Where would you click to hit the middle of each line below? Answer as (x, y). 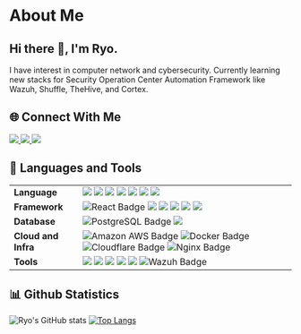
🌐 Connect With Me (65, 117)
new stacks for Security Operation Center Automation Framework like (138, 80)
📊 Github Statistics (64, 295)
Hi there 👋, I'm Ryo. (64, 49)
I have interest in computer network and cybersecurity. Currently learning (145, 70)
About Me (47, 16)
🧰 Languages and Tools (76, 168)
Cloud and (36, 236)
